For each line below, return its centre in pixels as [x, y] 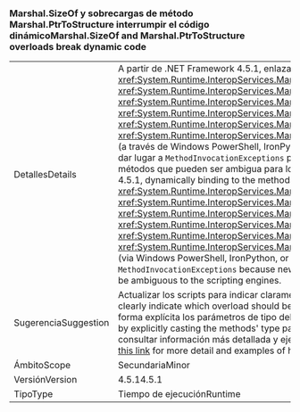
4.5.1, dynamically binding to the [187, 180]
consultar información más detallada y [198, 340]
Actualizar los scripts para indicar [188, 295]
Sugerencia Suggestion [62, 323]
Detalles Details [46, 175]
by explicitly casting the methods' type [199, 328]
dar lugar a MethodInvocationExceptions [201, 158]
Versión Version [46, 380]
